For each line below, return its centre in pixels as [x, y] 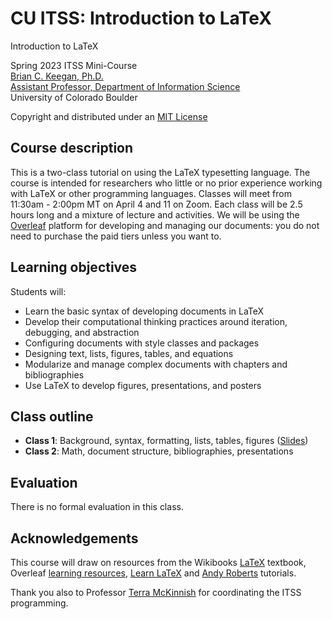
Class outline [52, 416]
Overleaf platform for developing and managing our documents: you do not [165, 225]
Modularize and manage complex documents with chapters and [156, 364]
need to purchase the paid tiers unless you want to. [116, 236]
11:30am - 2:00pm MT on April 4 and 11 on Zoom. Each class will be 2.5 [156, 204]
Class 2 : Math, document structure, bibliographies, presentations [159, 451]
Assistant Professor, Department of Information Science [125, 86]
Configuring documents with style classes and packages [142, 343]
